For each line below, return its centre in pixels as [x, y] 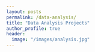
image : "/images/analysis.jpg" [51, 39]
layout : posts [24, 12]
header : [16, 34]
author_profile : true [33, 28]
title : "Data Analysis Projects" [48, 23]
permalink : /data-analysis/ [41, 17]
